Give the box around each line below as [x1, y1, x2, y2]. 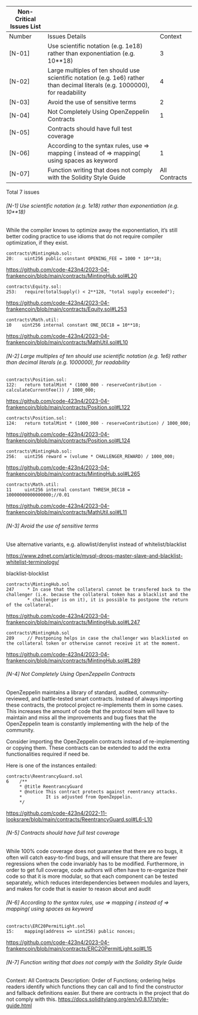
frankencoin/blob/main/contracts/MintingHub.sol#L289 [6, 657, 140, 664]
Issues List [9, 22, 41, 30]
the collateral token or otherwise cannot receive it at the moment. [6, 640, 181, 646]
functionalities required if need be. [6, 750, 90, 757]
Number [9, 32, 32, 40]
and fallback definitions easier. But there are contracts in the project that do [6, 990, 190, 997]
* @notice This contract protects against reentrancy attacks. [19, 789, 178, 795]
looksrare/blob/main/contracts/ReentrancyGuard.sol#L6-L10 [6, 815, 153, 823]
